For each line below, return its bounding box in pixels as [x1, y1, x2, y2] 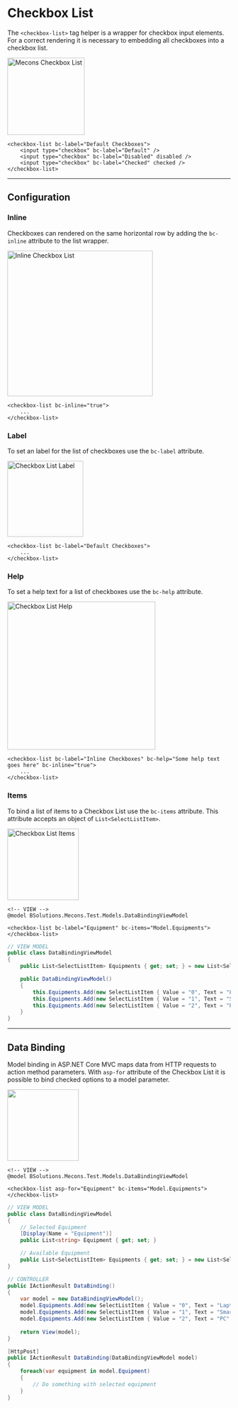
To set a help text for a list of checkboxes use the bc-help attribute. [7, 588, 203, 596]
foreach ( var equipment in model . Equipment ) [20, 1368, 151, 1375]
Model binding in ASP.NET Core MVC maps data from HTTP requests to [7, 1060, 217, 1069]
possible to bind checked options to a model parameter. [7, 1075, 170, 1084]
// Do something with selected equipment [33, 1380, 157, 1388]
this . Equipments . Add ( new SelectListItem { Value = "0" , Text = [33, 989, 223, 996]
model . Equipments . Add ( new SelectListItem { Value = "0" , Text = [20, 1302, 214, 1309]
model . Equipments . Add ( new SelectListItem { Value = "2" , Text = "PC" [20, 1315, 230, 1323]
